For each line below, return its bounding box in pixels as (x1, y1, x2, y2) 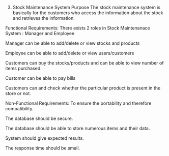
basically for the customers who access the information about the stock (12, 10, 163, 16)
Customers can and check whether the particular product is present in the (5, 85, 161, 91)
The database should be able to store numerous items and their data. (5, 126, 150, 131)
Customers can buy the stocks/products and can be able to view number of (5, 60, 164, 66)
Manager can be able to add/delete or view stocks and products (5, 40, 140, 46)
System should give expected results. (5, 135, 84, 141)
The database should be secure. (5, 115, 73, 121)
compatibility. (5, 106, 34, 111)
